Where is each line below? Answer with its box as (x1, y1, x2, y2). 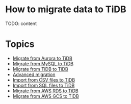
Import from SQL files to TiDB (12, 82, 75, 88)
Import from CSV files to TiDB (12, 76, 75, 83)
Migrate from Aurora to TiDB (12, 55, 72, 61)
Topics (5, 38, 35, 50)
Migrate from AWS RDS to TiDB (12, 88, 78, 94)
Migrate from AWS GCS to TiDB (12, 93, 79, 99)
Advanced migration (12, 71, 56, 77)
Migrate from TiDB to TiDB (12, 66, 69, 72)
